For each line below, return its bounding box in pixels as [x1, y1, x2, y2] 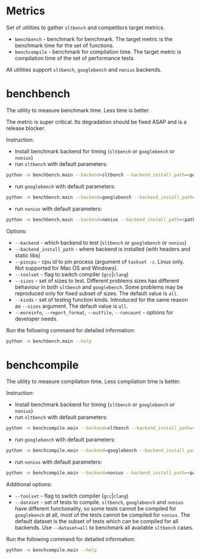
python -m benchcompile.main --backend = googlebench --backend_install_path [6, 447, 198, 454]
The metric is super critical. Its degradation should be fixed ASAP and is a [6, 118, 187, 125]
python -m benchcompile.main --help [6, 547, 97, 553]
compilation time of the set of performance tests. [14, 54, 135, 61]
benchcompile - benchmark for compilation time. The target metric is [14, 48, 182, 55]
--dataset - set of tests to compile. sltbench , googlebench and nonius [14, 498, 184, 505]
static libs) [14, 252, 40, 259]
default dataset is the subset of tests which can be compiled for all [14, 517, 179, 524]
